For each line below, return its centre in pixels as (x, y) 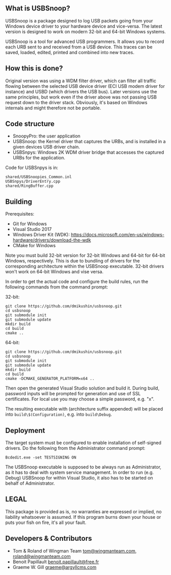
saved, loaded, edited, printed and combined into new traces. (70, 52)
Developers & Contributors (49, 538)
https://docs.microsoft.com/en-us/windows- (118, 235)
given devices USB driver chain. (46, 147)
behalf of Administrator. (30, 483)
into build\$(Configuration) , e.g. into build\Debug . (59, 414)
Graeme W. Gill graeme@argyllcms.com (55, 567)
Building (19, 201)
